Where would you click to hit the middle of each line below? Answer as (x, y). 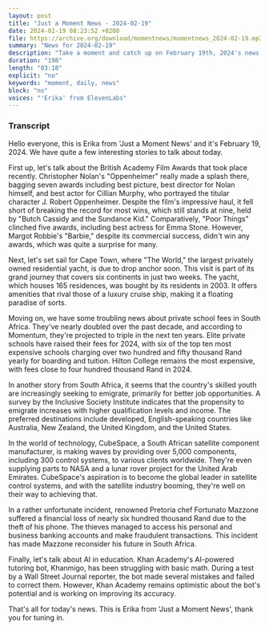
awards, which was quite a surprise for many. (83, 244)
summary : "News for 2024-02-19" (62, 46)
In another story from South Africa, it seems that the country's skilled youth (132, 384)
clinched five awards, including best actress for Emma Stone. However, (126, 227)
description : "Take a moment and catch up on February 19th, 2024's (125, 53)
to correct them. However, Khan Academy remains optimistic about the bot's (134, 585)
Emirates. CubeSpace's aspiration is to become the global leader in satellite (133, 477)
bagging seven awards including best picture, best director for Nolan (122, 185)
